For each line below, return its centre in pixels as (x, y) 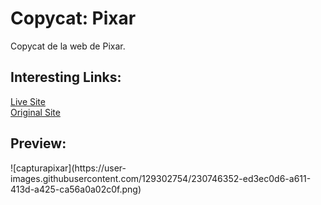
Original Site (35, 112)
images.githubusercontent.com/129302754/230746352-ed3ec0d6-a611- (161, 178)
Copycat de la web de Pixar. (68, 46)
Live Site (28, 101)
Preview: (38, 143)
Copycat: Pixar (73, 18)
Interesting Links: (66, 77)
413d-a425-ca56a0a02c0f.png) (76, 189)
